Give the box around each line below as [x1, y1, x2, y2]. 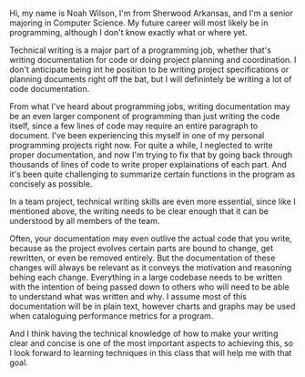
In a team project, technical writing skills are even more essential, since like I [9, 196, 296, 207]
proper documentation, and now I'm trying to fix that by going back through [9, 149, 293, 160]
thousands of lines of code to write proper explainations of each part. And [9, 159, 287, 169]
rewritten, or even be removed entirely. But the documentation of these [9, 252, 276, 263]
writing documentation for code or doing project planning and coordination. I [9, 55, 297, 65]
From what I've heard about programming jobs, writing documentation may [9, 101, 290, 112]
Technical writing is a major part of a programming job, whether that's [9, 45, 271, 56]
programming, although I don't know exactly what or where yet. [9, 27, 248, 37]
